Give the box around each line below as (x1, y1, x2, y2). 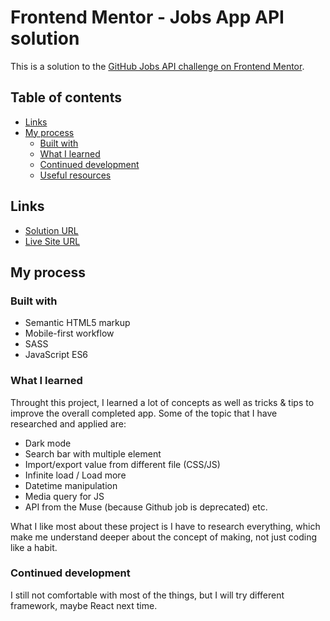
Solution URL (24, 224, 79, 236)
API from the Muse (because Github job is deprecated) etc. (24, 501, 268, 513)
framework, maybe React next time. (10, 599, 158, 611)
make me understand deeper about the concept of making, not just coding (10, 531, 318, 543)
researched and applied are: (10, 417, 127, 430)
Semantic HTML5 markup (24, 317, 131, 329)
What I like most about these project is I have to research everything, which (10, 520, 321, 532)
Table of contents (10, 89, 122, 106)
